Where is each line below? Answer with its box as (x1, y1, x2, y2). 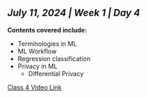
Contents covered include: (7, 25, 87, 34)
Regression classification (17, 54, 90, 63)
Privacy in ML (17, 61, 58, 71)
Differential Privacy (28, 69, 84, 78)
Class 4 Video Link (7, 82, 62, 92)
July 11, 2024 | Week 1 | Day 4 (7, 7, 140, 19)
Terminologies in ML (17, 39, 78, 48)
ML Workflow (17, 47, 57, 55)
